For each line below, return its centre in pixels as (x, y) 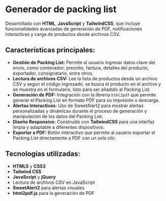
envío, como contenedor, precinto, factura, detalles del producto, (80, 68)
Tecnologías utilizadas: (43, 154)
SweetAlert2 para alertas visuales (48, 188)
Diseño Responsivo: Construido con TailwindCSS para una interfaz (84, 122)
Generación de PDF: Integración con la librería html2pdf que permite (84, 94)
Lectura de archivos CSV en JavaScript (54, 182)
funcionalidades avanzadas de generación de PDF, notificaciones (74, 28)
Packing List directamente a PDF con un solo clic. (64, 138)
